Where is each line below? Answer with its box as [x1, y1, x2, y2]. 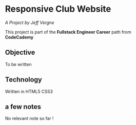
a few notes [5, 103, 41, 111]
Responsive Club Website [5, 3, 111, 15]
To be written [5, 61, 32, 67]
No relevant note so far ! [5, 116, 54, 122]
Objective [5, 48, 36, 57]
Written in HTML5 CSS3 [5, 88, 53, 94]
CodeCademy [5, 34, 34, 40]
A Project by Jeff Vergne [5, 20, 55, 25]
